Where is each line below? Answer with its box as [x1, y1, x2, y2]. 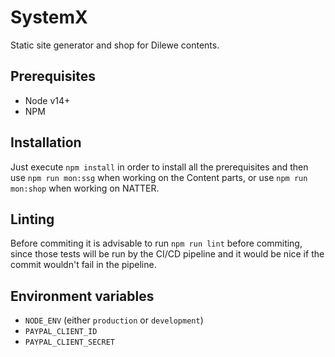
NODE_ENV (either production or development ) [24, 314, 204, 326]
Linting [10, 211, 55, 228]
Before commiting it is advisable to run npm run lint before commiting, [10, 237, 303, 250]
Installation [10, 134, 82, 151]
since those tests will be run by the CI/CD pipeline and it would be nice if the [10, 248, 325, 260]
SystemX [10, 6, 88, 29]
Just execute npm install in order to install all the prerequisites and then [10, 161, 309, 173]
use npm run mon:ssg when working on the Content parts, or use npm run [10, 171, 308, 183]
